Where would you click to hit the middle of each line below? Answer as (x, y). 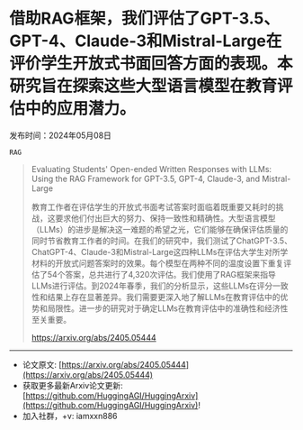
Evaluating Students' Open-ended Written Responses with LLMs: (151, 169)
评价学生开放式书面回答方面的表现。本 (151, 64)
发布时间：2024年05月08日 (61, 135)
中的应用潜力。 (81, 109)
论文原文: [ (42, 364)
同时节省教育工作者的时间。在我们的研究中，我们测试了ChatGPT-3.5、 (161, 241)
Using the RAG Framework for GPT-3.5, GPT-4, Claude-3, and (146, 178)
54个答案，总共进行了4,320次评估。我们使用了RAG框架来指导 (162, 274)
